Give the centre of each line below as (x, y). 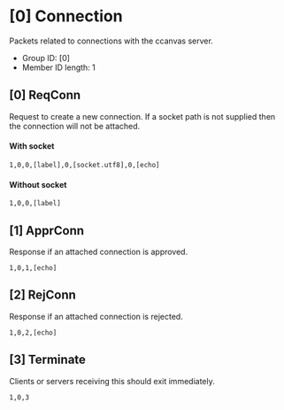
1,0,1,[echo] (33, 267)
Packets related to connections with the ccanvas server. (111, 41)
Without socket (38, 184)
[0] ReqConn (45, 95)
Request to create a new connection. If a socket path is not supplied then (142, 116)
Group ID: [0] (46, 58)
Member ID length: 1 (58, 67)
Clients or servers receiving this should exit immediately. (112, 381)
